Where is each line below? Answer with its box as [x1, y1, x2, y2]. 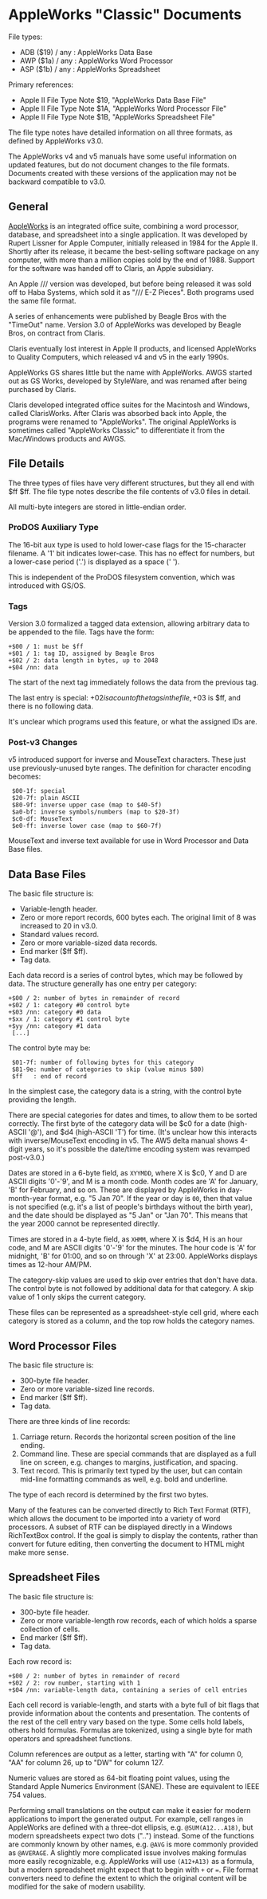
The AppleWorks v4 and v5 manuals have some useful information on [8, 151, 237, 161]
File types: [8, 32, 43, 41]
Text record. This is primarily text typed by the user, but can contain [19, 1466, 243, 1476]
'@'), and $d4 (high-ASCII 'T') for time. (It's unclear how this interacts [28, 1128, 257, 1137]
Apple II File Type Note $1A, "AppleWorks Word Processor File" [19, 104, 227, 113]
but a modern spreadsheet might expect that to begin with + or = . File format [8, 1865, 259, 1874]
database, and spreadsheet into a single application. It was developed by [8, 230, 249, 239]
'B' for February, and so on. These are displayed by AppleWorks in [8, 1185, 226, 1195]
